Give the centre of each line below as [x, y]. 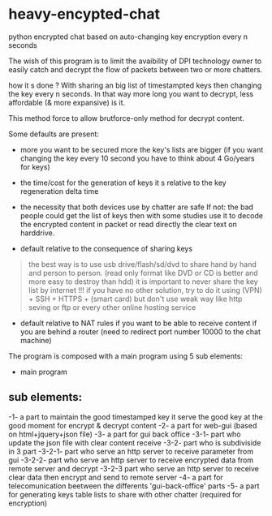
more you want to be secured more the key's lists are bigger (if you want [142, 149]
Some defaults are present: [54, 134]
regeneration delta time [59, 191]
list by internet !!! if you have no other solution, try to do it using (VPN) [145, 290]
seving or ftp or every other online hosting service [112, 307]
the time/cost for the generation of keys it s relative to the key [123, 183]
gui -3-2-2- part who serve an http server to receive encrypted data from [131, 460]
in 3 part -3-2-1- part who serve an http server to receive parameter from [131, 451]
